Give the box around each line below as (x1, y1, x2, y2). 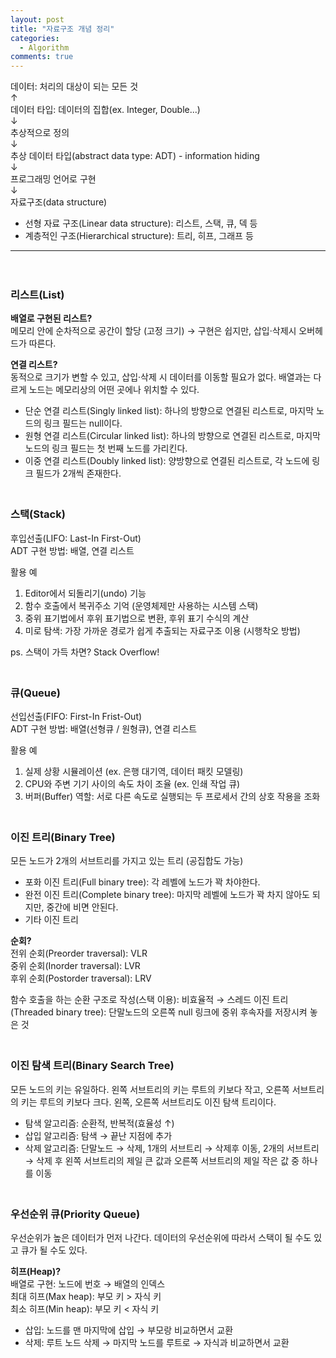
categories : (10, 33, 60, 43)
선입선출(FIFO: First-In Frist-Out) (10, 711, 143, 723)
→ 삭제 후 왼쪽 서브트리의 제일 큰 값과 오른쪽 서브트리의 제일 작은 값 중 (24, 1154, 300, 1166)
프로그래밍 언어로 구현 (10, 173, 97, 185)
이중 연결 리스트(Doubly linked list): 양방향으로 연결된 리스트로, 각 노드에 (24, 455, 310, 467)
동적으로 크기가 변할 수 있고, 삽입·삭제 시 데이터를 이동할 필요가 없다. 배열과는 (10, 371, 312, 383)
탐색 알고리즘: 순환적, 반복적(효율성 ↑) (24, 1117, 175, 1129)
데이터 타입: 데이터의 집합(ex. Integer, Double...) (10, 104, 201, 116)
